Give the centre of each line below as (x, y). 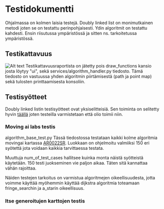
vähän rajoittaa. (21, 168)
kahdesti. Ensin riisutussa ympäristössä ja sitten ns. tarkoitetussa (71, 33)
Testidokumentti (39, 9)
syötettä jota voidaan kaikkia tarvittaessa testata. (55, 148)
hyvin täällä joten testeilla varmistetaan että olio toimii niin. (64, 114)
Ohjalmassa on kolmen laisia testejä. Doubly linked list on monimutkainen (79, 23)
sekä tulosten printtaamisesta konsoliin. (45, 81)
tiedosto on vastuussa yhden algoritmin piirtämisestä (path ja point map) (79, 76)
